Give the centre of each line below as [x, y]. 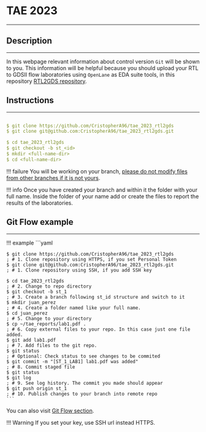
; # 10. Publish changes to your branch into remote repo [82, 394]
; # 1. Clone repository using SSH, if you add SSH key [79, 270]
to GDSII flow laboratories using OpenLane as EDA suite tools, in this [91, 74]
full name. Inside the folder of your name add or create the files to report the [103, 196]
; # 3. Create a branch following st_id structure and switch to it [96, 297]
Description [29, 41]
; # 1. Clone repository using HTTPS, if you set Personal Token [91, 259]
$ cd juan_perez [27, 313]
